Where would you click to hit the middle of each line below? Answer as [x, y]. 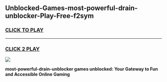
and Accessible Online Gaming [38, 74]
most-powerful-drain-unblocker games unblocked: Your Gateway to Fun [82, 69]
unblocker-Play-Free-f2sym [49, 16]
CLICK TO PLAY [24, 30]
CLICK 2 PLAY [22, 49]
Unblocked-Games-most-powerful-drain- [72, 8]
